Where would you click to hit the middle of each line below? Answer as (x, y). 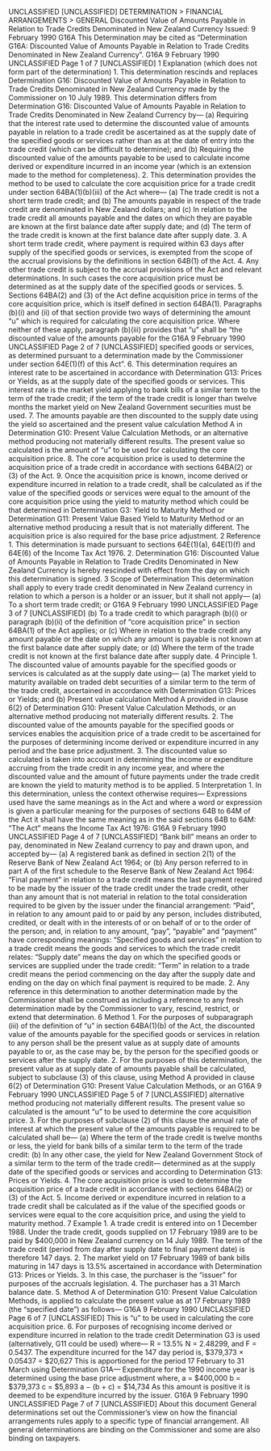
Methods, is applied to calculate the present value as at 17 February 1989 (129, 1301)
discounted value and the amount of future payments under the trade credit (134, 776)
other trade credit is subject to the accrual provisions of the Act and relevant (135, 269)
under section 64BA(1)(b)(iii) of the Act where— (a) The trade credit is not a (134, 192)
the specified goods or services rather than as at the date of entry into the (131, 140)
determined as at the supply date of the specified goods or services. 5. (126, 287)
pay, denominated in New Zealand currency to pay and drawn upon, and (129, 845)
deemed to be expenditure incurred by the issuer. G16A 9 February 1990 (128, 1395)
